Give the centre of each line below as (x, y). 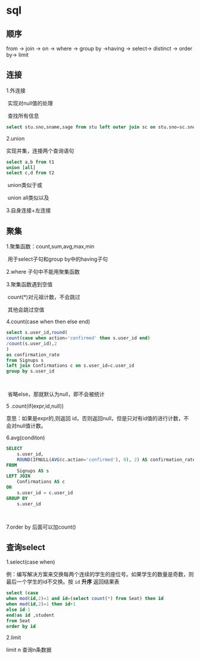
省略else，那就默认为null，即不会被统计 (56, 394)
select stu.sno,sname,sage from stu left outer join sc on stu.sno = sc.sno (101, 127)
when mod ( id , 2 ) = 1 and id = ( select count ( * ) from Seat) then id (85, 599)
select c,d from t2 (30, 173)
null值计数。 (31, 426)
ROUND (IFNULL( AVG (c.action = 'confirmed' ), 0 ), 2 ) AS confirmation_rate (106, 460)
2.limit (14, 638)
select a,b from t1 (30, 162)
